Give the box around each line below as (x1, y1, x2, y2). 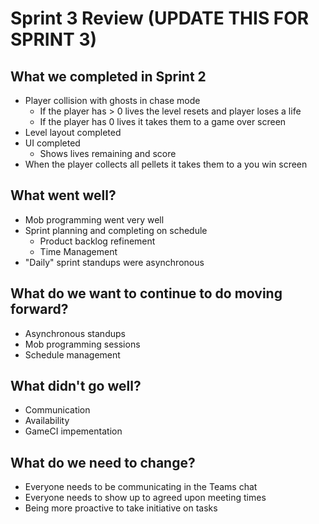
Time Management (39, 245, 118, 257)
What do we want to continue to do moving (10, 285, 283, 302)
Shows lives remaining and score (39, 148, 177, 159)
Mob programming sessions (24, 338, 141, 350)
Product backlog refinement (39, 235, 156, 247)
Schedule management (24, 348, 121, 361)
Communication (24, 404, 91, 416)
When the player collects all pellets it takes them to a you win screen (24, 158, 308, 170)
